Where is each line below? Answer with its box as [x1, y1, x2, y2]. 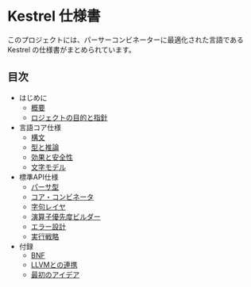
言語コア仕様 [18, 122, 61, 132]
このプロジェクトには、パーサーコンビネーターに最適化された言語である [7, 35, 244, 44]
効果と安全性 [30, 152, 73, 162]
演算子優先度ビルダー [30, 212, 101, 221]
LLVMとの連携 [30, 259, 78, 270]
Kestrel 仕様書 [7, 7, 101, 25]
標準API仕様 [18, 172, 59, 182]
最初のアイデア [30, 270, 80, 279]
